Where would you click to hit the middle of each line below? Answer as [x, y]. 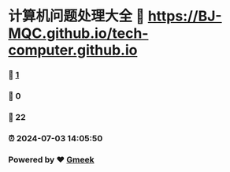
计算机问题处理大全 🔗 [77, 16]
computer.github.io [73, 50]
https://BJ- [185, 16]
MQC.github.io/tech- [78, 34]
